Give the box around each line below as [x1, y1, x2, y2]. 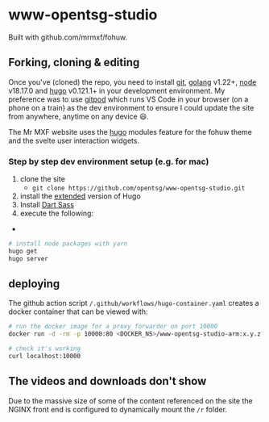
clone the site [19, 174, 66, 184]
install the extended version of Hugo [19, 191, 141, 201]
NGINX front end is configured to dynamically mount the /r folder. [8, 404, 228, 414]
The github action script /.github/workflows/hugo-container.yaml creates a [8, 299, 259, 308]
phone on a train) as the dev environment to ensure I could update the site [8, 102, 255, 112]
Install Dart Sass [19, 200, 75, 210]
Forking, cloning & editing [8, 56, 140, 69]
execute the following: [19, 208, 94, 219]
